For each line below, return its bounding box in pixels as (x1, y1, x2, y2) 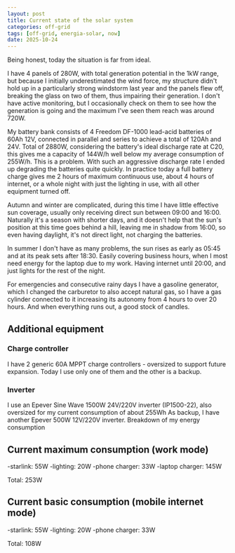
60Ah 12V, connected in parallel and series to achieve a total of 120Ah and (7, 135, 222, 144)
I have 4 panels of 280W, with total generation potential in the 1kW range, (7, 69, 220, 78)
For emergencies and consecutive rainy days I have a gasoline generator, (7, 280, 219, 288)
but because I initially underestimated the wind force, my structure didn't (7, 76, 217, 85)
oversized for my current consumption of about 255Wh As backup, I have (7, 408, 220, 417)
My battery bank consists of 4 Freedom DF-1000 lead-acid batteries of (7, 128, 213, 136)
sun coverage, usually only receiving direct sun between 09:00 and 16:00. (7, 208, 222, 217)
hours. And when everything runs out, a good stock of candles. (7, 302, 190, 311)
